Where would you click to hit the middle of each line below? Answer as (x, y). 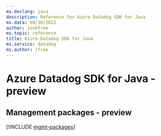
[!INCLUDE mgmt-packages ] (41, 127)
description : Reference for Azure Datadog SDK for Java (76, 17)
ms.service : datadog (31, 45)
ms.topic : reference (31, 33)
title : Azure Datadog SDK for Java (50, 39)
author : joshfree (27, 28)
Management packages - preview (69, 113)
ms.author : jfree (27, 50)
